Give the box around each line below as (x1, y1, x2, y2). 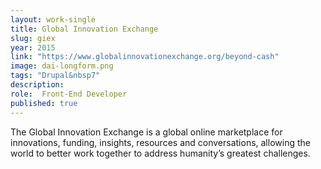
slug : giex (10, 33, 56, 43)
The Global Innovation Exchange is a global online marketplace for (10, 126, 283, 138)
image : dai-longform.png (10, 61, 114, 71)
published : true (10, 98, 78, 108)
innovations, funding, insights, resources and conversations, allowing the (10, 136, 311, 148)
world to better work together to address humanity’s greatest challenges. (10, 147, 311, 159)
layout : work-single (10, 14, 97, 25)
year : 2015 (10, 42, 56, 53)
